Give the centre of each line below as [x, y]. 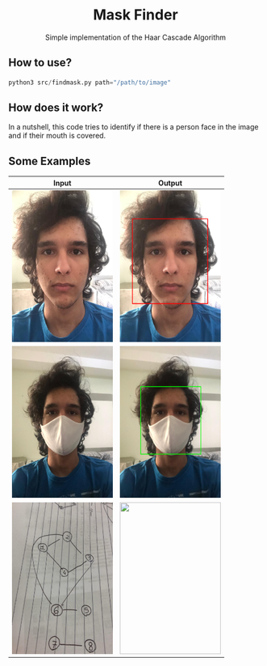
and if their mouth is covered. [57, 136]
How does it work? [56, 108]
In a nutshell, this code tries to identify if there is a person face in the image [133, 127]
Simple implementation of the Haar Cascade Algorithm [136, 37]
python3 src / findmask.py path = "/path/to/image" [90, 83]
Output [171, 183]
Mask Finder [136, 15]
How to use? [40, 63]
